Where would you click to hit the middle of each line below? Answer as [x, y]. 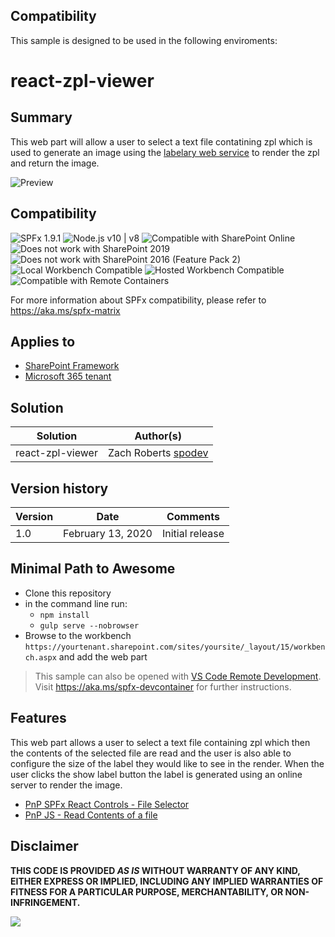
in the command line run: [76, 603]
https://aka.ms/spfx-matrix [65, 310]
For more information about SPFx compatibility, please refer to [138, 300]
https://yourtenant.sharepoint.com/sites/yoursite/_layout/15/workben [175, 647]
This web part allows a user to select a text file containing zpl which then [160, 742]
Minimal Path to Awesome [93, 569]
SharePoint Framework [72, 366]
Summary [41, 117]
